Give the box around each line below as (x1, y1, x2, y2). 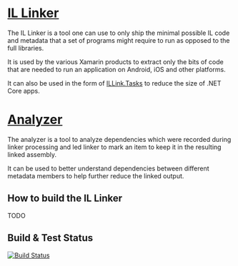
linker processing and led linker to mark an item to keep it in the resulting (7, 143, 222, 151)
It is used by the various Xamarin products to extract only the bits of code (7, 57, 224, 66)
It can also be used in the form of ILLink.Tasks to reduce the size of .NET (7, 78, 222, 87)
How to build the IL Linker (7, 193, 123, 205)
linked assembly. (7, 150, 57, 158)
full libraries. (7, 44, 44, 52)
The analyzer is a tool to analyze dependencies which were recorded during (7, 135, 232, 143)
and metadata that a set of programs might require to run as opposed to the (7, 36, 230, 44)
